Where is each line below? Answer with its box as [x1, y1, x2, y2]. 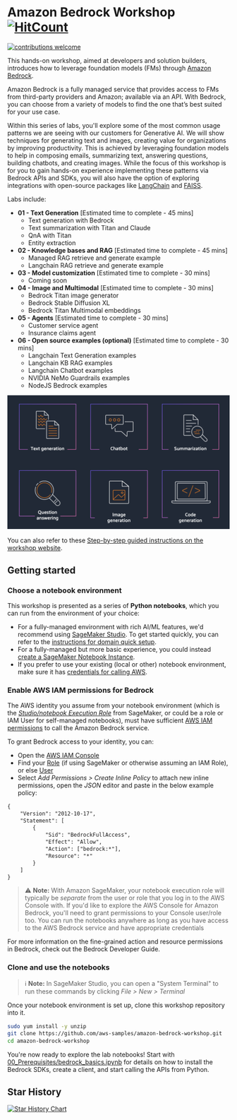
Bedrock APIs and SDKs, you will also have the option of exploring [7, 174, 200, 182]
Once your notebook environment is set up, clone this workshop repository [7, 1001, 226, 1009]
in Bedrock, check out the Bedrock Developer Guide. [7, 945, 161, 953]
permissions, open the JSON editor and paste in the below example [17, 781, 214, 790]
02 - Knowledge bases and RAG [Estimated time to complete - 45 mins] [17, 246, 228, 254]
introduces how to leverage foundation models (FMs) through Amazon [7, 64, 212, 72]
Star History [7, 1085, 62, 1098]
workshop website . [7, 544, 63, 552]
